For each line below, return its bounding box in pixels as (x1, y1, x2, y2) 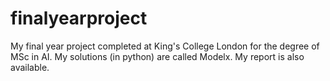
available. (10, 61, 50, 73)
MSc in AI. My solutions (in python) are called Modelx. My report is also (10, 50, 305, 62)
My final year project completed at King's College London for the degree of (10, 40, 320, 52)
